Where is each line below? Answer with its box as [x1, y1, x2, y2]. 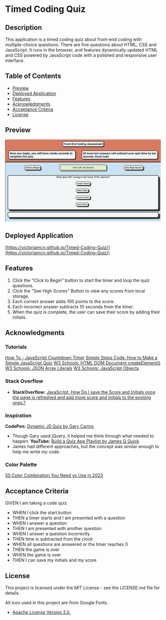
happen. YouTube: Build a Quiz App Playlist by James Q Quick [12, 438, 139, 444]
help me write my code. [12, 449, 61, 455]
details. [5, 590, 20, 596]
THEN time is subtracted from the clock [12, 536, 93, 542]
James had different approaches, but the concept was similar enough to [12, 444, 160, 450]
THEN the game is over [12, 546, 60, 552]
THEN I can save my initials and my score [12, 557, 97, 563]
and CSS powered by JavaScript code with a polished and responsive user [5, 52, 157, 58]
